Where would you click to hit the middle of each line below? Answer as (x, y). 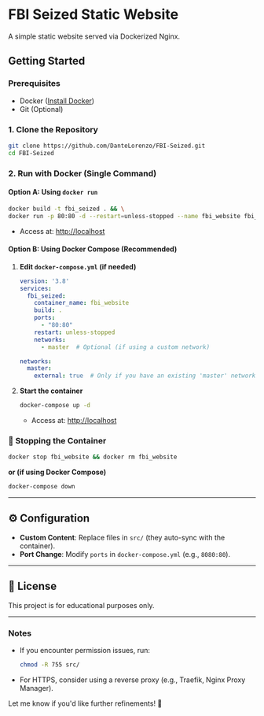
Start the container (51, 391)
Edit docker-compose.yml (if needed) (78, 266)
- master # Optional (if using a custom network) (125, 347)
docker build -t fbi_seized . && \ (66, 209)
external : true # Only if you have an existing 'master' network (145, 376)
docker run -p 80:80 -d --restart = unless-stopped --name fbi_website (125, 216)
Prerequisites (34, 83)
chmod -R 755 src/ (49, 664)
